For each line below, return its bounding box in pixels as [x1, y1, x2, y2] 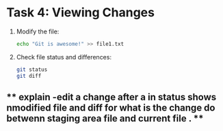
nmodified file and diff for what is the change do [6, 102, 215, 113]
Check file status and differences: [16, 53, 112, 61]
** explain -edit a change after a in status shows [6, 91, 217, 103]
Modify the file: [16, 27, 60, 35]
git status [16, 66, 48, 73]
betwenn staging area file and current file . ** [6, 113, 204, 124]
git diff [16, 72, 42, 79]
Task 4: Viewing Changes [6, 5, 155, 20]
